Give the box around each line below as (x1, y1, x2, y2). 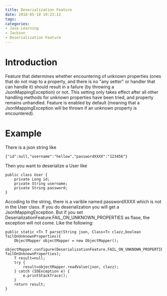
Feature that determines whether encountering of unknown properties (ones (5, 73, 162, 79)
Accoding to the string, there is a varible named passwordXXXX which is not (5, 198, 162, 205)
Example (5, 128, 42, 139)
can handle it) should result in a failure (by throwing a (5, 83, 114, 90)
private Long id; (14, 177, 50, 182)
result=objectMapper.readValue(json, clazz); (23, 264, 119, 270)
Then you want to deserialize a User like (5, 163, 87, 169)
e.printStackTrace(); (23, 273, 68, 278)
